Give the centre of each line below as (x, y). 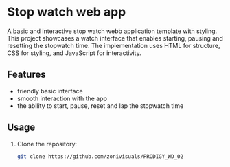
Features (26, 75)
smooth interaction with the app (62, 98)
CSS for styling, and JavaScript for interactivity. (74, 53)
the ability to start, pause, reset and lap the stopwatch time (100, 105)
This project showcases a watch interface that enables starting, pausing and (115, 38)
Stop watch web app (67, 12)
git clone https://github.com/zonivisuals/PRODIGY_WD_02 (100, 156)
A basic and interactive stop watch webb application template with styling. (112, 31)
